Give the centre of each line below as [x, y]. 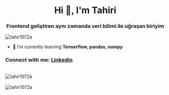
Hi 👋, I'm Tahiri [85, 10]
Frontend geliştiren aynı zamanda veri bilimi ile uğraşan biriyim [85, 26]
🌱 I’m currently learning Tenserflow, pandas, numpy [67, 47]
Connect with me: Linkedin [39, 60]
